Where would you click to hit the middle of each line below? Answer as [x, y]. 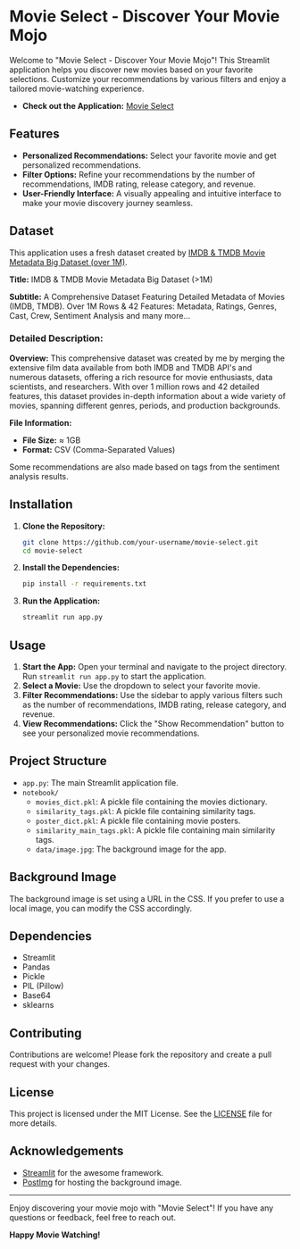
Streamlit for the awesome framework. [93, 1172]
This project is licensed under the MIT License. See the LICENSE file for [141, 1114]
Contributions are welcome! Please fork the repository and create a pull [141, 1054]
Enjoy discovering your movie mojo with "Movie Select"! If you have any [142, 1208]
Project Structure [58, 761]
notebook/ [41, 793]
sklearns [38, 1005]
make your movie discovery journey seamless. [108, 203]
